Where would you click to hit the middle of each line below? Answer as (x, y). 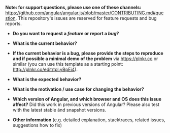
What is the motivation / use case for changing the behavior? (78, 89)
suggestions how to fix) (37, 125)
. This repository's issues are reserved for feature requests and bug (86, 18)
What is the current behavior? (45, 43)
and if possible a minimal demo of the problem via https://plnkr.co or (85, 59)
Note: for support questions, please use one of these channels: (73, 7)
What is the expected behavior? (47, 79)
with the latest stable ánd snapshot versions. (59, 110)
